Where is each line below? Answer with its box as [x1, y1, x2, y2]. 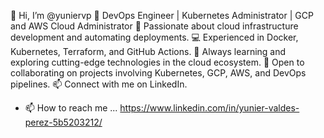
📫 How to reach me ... [24, 102, 118, 114]
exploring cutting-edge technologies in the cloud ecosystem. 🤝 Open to [10, 56, 305, 68]
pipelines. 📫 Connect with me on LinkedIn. [10, 78, 188, 90]
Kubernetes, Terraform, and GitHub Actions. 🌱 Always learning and [10, 46, 287, 57]
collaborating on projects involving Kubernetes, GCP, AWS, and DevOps [10, 67, 307, 79]
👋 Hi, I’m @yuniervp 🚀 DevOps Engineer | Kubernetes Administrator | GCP [10, 10, 314, 21]
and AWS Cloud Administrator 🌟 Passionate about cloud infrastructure [10, 20, 299, 32]
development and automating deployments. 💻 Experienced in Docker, [10, 31, 299, 43]
